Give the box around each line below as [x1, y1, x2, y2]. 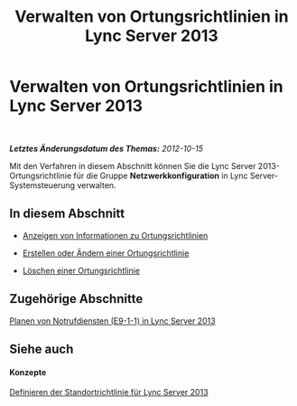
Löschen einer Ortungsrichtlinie [22, 265, 140, 276]
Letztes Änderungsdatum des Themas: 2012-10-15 [9, 143, 204, 154]
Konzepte [9, 366, 47, 377]
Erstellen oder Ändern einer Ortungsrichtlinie [22, 247, 190, 259]
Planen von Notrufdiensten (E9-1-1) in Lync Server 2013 [9, 315, 216, 326]
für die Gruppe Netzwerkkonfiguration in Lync [73, 170, 248, 181]
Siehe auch [9, 341, 74, 356]
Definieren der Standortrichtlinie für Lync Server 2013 [9, 387, 209, 398]
